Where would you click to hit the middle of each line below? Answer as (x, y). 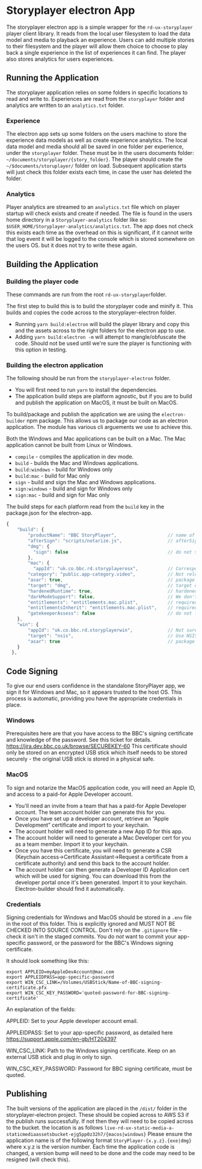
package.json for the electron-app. (50, 513)
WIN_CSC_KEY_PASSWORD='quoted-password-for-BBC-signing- (98, 993)
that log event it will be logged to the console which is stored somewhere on (101, 239)
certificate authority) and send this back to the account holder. (92, 863)
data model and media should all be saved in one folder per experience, (95, 147)
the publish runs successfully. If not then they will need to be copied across (100, 1121)
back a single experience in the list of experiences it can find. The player (96, 52)
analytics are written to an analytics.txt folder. (65, 105)
